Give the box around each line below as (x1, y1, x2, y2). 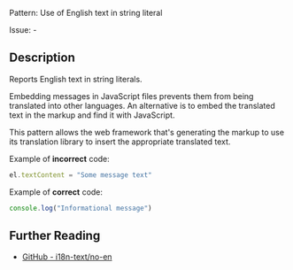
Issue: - (9, 25, 37, 35)
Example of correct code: (9, 186, 104, 197)
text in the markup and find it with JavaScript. (9, 110, 175, 120)
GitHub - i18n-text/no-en (21, 251, 112, 262)
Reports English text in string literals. (9, 73, 143, 84)
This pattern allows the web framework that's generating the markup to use (9, 127, 285, 137)
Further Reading (9, 228, 101, 243)
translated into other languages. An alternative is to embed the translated (9, 100, 276, 111)
